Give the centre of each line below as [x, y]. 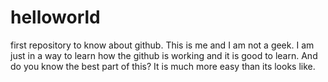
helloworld [55, 17]
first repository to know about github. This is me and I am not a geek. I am [162, 45]
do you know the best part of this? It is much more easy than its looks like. [163, 66]
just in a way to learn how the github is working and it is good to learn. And [164, 55]
